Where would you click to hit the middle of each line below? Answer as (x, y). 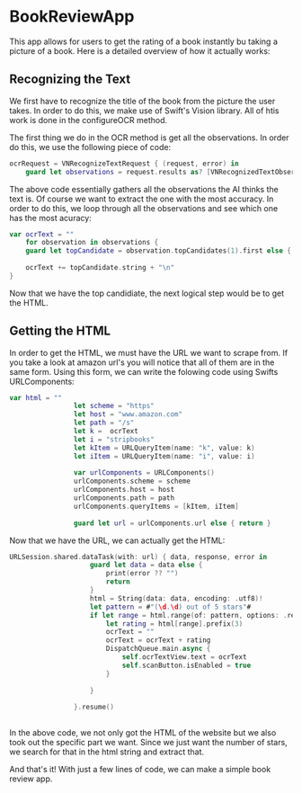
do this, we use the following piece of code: (90, 147)
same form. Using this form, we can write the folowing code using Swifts (144, 371)
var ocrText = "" (42, 234)
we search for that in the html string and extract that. (107, 752)
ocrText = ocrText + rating (158, 640)
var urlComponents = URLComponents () (144, 473)
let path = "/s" (104, 423)
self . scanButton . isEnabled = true (187, 665)
